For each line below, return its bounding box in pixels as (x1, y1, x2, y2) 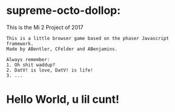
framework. (6, 41, 34, 47)
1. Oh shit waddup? (6, 62, 56, 68)
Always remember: (6, 56, 50, 62)
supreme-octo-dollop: (6, 4, 121, 18)
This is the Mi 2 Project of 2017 (6, 24, 84, 31)
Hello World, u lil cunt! (6, 93, 120, 107)
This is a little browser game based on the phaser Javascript (6, 35, 170, 41)
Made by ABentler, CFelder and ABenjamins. (6, 46, 118, 52)
